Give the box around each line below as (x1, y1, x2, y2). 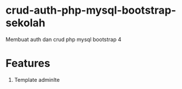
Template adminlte (14, 76, 60, 83)
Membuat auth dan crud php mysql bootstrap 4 (5, 36, 121, 43)
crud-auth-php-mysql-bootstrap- (5, 4, 177, 17)
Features (5, 57, 51, 70)
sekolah (5, 16, 46, 30)
